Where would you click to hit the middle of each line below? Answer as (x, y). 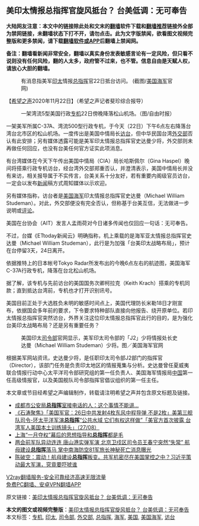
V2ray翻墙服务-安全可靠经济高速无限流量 (56, 477)
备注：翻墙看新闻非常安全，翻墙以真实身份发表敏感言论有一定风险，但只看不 (99, 53)
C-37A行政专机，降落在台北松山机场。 (53, 270)
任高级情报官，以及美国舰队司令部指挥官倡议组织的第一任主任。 (84, 380)
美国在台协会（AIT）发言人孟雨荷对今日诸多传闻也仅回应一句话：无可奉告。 (99, 223)
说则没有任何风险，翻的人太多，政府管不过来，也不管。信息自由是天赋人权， (99, 60)
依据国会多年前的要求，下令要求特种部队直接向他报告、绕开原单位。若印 (105, 310)
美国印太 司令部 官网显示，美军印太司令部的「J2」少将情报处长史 (99, 338)
